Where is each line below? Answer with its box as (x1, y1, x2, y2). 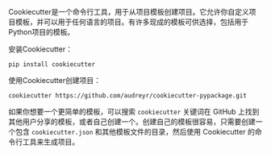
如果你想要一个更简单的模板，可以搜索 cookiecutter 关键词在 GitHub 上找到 (8, 107, 260, 116)
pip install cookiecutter (8, 60, 95, 69)
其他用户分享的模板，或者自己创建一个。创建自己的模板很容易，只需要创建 (8, 117, 256, 127)
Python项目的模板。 (8, 27, 75, 36)
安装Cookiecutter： (8, 44, 73, 54)
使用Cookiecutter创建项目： (8, 76, 101, 85)
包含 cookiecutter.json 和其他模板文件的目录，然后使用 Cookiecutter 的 (15, 127, 256, 136)
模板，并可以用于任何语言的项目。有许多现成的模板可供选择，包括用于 (15, 17, 248, 27)
